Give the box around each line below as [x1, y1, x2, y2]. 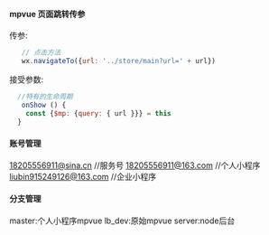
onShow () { [21, 100, 67, 109]
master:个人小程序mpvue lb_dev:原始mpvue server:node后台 [9, 215, 236, 226]
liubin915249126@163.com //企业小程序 [9, 171, 156, 182]
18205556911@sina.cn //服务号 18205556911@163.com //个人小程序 [9, 159, 261, 171]
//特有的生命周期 [17, 91, 73, 101]
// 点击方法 [21, 48, 61, 58]
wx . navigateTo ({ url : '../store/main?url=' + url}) [21, 57, 217, 66]
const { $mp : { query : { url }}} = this [25, 108, 172, 117]
